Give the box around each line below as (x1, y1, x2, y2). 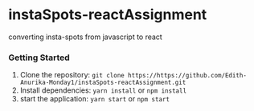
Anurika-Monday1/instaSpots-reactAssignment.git (19, 78, 186, 87)
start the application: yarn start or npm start (19, 94, 170, 104)
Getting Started (8, 52, 70, 63)
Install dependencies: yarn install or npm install (19, 85, 187, 95)
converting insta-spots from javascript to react (8, 32, 162, 42)
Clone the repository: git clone (19, 70, 125, 80)
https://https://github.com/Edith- (127, 72, 248, 80)
